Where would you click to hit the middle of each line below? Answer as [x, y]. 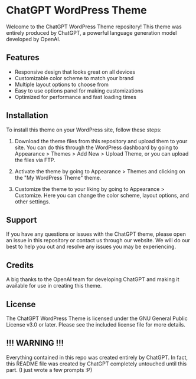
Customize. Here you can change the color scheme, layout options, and [102, 195]
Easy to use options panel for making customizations [79, 90]
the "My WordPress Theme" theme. [58, 177]
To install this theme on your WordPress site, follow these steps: [84, 130]
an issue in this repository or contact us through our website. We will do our [98, 240]
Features [23, 57]
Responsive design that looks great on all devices [75, 72]
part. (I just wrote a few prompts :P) [49, 370]
